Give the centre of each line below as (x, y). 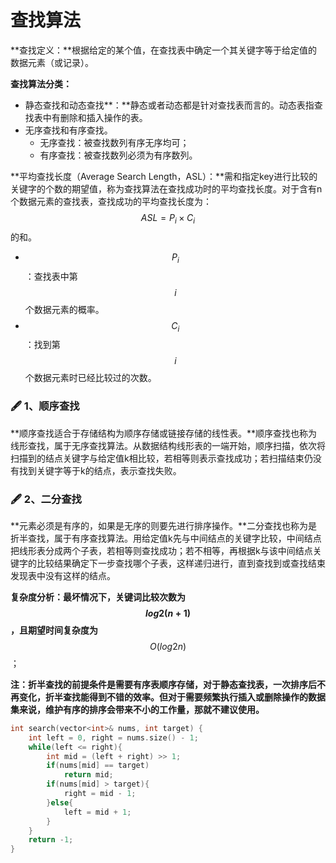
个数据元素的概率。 (64, 309)
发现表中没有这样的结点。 (63, 575)
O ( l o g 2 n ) (168, 646)
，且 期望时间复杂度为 (54, 630)
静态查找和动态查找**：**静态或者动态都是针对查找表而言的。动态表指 (169, 105)
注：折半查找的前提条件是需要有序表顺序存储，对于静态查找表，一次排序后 (163, 684)
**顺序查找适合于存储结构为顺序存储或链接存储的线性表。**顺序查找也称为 (164, 433)
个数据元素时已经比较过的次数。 (90, 378)
